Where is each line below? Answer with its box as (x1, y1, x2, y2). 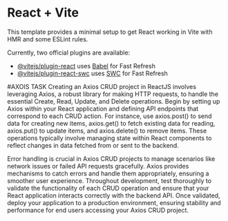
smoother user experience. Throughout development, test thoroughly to (7, 176, 212, 184)
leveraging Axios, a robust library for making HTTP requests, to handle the (7, 90, 219, 98)
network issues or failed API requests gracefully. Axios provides (7, 162, 189, 170)
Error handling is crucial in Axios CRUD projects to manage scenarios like (7, 154, 216, 163)
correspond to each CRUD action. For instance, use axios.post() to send (7, 112, 212, 120)
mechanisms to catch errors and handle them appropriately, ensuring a (7, 169, 209, 177)
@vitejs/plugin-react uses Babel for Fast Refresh (17, 61, 156, 70)
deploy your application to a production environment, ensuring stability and (7, 198, 221, 206)
